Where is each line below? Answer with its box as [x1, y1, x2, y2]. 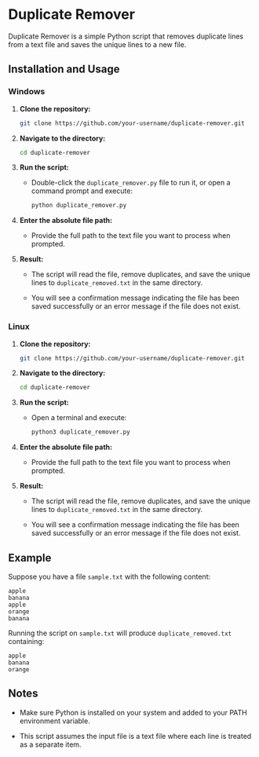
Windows [8, 86, 46, 97]
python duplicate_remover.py [31, 202, 127, 210]
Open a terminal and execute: [31, 413, 127, 422]
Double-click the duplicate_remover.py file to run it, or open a [31, 178, 231, 188]
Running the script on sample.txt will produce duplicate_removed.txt [8, 628, 232, 638]
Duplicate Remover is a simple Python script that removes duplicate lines [8, 31, 244, 41]
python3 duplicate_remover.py [31, 428, 131, 437]
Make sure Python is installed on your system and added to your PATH [19, 708, 247, 717]
